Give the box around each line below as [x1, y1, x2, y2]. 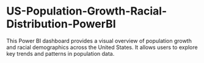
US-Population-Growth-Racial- [6, 4, 167, 18]
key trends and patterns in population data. [6, 50, 115, 57]
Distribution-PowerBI [6, 17, 116, 31]
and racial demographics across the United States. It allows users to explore [6, 44, 198, 51]
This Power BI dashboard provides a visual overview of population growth [6, 37, 192, 44]
